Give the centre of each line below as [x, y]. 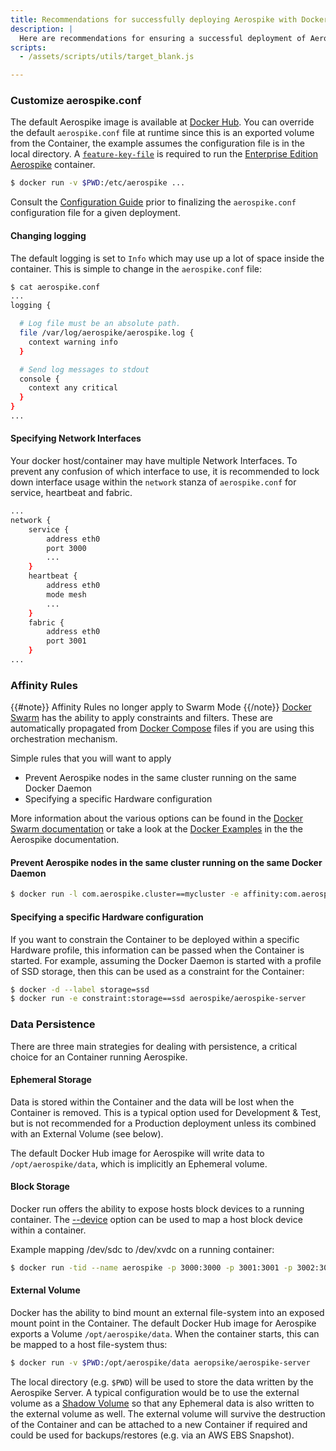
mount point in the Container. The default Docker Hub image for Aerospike [163, 1323]
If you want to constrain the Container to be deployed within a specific [155, 939]
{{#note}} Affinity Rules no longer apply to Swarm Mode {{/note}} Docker [161, 707]
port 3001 [66, 641]
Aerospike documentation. [65, 840]
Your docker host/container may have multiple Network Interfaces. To [154, 461]
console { [39, 379]
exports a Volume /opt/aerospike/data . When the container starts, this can [165, 1334]
